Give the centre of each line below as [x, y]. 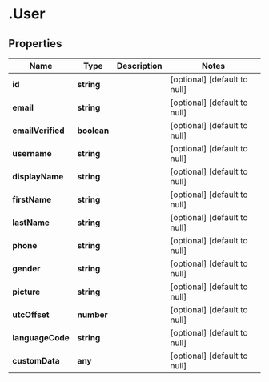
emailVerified [38, 131]
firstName [32, 199]
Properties [35, 44]
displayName [38, 177]
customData [36, 361]
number [92, 315]
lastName [31, 223]
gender [26, 269]
